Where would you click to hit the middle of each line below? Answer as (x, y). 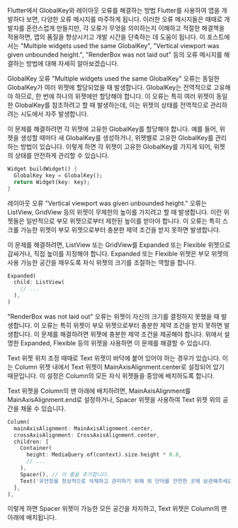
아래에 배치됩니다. (32, 517)
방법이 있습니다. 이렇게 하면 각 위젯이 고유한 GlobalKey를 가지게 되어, (116, 147)
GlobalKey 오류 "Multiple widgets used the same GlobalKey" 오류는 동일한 (113, 79)
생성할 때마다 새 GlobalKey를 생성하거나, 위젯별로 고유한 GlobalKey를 (117, 138)
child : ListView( (39, 282)
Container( (36, 448)
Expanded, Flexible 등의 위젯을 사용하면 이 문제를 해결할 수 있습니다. (116, 343)
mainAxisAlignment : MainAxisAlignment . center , (84, 428)
